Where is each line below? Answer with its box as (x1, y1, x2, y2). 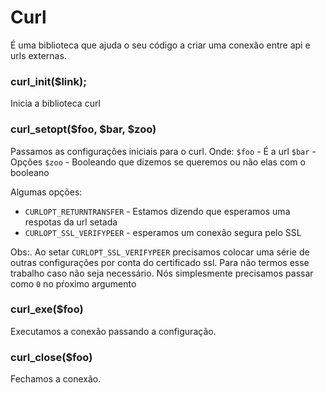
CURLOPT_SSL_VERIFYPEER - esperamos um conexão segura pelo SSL (24, 226, 302, 238)
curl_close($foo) (10, 350, 93, 364)
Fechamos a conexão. (10, 373, 102, 385)
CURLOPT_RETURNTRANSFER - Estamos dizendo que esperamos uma (24, 205, 291, 217)
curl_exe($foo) (10, 302, 84, 316)
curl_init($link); (10, 74, 87, 88)
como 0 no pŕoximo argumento (10, 277, 137, 290)
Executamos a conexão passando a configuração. (10, 325, 217, 337)
